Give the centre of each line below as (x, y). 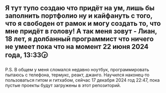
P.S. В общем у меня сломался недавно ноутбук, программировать (77, 69)
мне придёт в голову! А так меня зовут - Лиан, (81, 31)
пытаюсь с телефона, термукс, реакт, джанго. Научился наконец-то (77, 75)
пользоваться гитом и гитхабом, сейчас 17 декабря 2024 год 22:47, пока (83, 80)
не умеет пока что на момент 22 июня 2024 (77, 47)
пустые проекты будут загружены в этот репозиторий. (63, 85)
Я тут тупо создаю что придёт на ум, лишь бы (80, 8)
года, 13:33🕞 (27, 55)
